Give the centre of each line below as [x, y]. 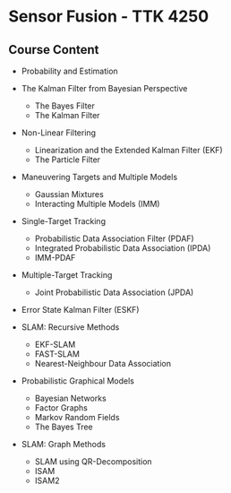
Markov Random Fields [77, 417]
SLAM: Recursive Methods [70, 327]
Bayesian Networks [70, 398]
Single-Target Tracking [64, 221]
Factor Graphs [61, 408]
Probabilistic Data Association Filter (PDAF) [114, 238]
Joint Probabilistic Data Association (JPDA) [114, 292]
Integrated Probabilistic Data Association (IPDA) [123, 248]
